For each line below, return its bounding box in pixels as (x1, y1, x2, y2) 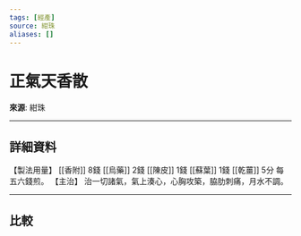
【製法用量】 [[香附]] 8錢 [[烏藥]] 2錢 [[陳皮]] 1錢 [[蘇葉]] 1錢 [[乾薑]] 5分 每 (9, 164, 285, 175)
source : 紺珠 (9, 21, 56, 30)
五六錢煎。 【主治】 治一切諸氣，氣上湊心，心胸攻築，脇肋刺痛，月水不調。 (9, 176, 288, 187)
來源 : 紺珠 (9, 102, 46, 113)
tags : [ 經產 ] (9, 13, 56, 22)
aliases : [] (9, 29, 54, 38)
